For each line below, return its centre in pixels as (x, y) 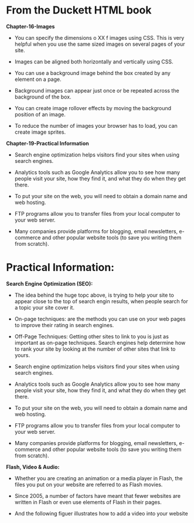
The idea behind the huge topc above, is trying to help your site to (94, 295)
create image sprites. (40, 132)
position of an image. (40, 114)
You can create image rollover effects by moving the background (93, 108)
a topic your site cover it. (45, 307)
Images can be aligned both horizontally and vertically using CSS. (94, 62)
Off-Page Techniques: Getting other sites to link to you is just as (91, 336)
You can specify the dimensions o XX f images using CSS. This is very (99, 38)
